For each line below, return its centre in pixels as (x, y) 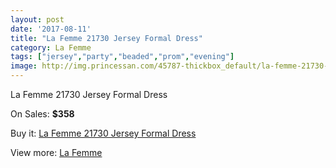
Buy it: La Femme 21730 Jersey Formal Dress (103, 133)
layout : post (37, 19)
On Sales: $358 (42, 114)
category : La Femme (51, 47)
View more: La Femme (56, 152)
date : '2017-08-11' (51, 29)
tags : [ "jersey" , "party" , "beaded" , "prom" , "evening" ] (122, 57)
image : (24, 66)
